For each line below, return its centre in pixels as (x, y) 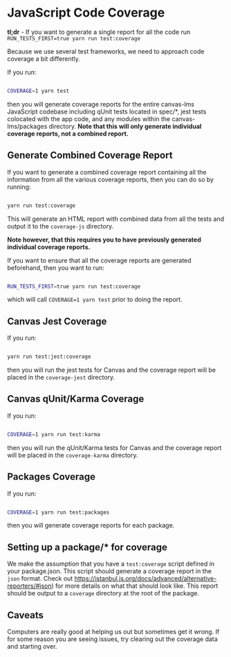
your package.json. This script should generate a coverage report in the (110, 571)
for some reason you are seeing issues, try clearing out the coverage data (112, 639)
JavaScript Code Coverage (86, 13)
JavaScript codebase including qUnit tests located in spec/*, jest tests (107, 111)
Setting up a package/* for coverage (87, 547)
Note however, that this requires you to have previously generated (104, 240)
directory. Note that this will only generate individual (125, 126)
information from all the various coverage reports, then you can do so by (111, 179)
